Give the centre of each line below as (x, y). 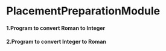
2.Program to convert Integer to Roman (56, 42)
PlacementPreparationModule (83, 11)
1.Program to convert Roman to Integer (56, 28)
